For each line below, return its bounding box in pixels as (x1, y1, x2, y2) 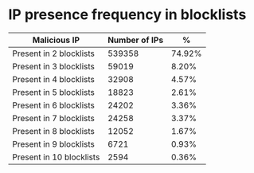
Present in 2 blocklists (12, 48, 96, 59)
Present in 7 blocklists (12, 112, 96, 124)
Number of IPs (107, 34, 164, 45)
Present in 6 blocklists (12, 100, 96, 111)
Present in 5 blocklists (12, 86, 96, 97)
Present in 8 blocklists (12, 125, 96, 136)
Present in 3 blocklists (12, 61, 96, 72)
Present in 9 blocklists (12, 138, 96, 149)
